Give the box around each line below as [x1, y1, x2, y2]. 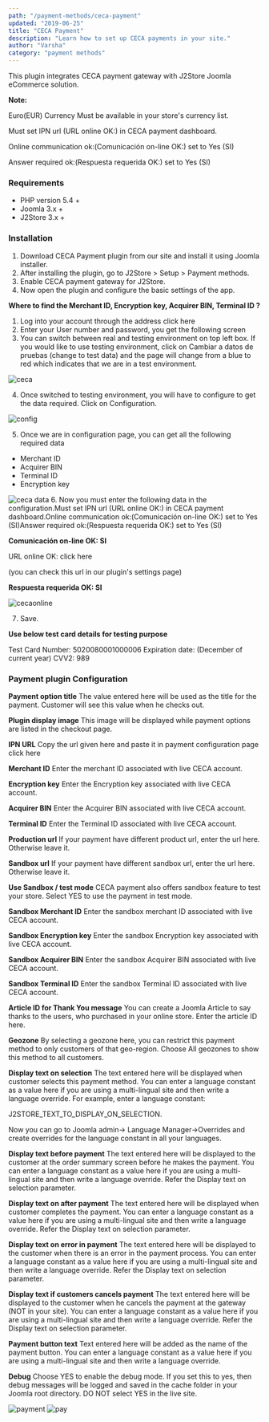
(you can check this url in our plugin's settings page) [8, 567, 183, 576]
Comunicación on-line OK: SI [8, 535, 106, 546]
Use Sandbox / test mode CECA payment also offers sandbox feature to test [8, 882, 261, 892]
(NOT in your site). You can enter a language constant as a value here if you [8, 1306, 259, 1316]
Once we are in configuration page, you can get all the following [19, 429, 231, 439]
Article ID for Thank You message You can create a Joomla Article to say [8, 1002, 251, 1012]
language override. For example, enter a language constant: [8, 1093, 206, 1103]
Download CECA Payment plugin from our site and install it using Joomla [19, 250, 260, 261]
